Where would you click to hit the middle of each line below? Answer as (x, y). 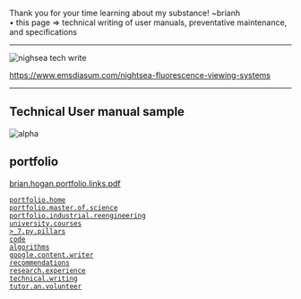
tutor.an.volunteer (46, 286)
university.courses (46, 224)
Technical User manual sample (97, 112)
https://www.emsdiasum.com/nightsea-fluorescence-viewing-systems (140, 75)
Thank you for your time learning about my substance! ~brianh (125, 13)
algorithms (30, 247)
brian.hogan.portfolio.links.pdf (65, 183)
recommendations (39, 263)
